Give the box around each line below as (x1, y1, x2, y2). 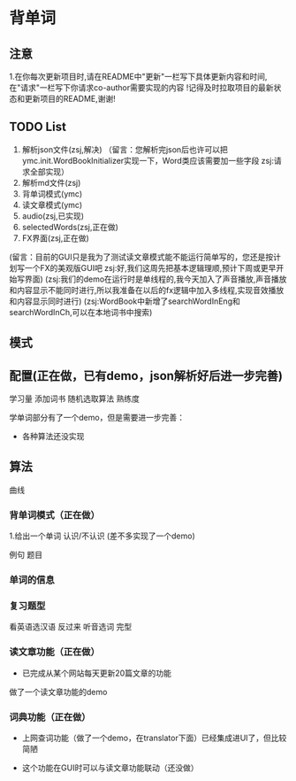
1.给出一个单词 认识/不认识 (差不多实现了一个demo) (9, 530, 196, 541)
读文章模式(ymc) (21, 199, 83, 210)
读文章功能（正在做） (9, 646, 100, 658)
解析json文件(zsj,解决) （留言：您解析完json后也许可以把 (21, 143, 228, 155)
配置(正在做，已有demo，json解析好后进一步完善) (9, 368, 284, 383)
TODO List (9, 120, 66, 135)
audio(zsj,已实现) (21, 210, 85, 221)
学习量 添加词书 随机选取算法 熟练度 (9, 393, 140, 404)
